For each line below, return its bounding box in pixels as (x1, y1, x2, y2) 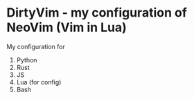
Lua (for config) (16, 78, 62, 86)
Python (16, 55, 37, 64)
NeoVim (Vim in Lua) (6, 19, 127, 35)
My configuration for (6, 42, 65, 51)
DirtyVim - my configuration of (6, 5, 188, 21)
